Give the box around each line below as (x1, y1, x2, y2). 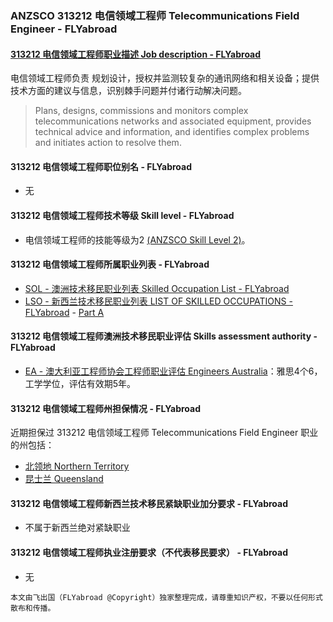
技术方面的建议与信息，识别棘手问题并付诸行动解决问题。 (10, 85, 247, 97)
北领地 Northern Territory (24, 460, 130, 472)
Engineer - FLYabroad (10, 22, 118, 36)
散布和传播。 (10, 603, 56, 613)
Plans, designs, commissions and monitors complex (34, 105, 249, 117)
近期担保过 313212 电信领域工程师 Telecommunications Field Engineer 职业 (10, 427, 319, 439)
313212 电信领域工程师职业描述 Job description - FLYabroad (10, 48, 262, 60)
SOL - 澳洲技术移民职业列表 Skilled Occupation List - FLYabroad (24, 282, 290, 294)
